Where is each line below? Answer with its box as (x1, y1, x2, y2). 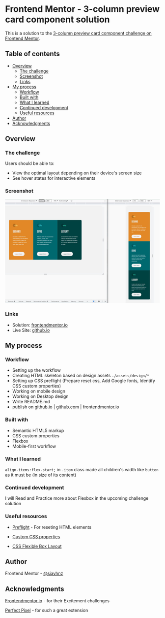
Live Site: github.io (12, 327, 50, 333)
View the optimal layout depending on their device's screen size (12, 170, 142, 176)
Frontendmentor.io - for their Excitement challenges (5, 598, 110, 604)
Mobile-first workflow (12, 443, 56, 449)
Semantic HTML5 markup (12, 427, 64, 433)
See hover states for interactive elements (12, 175, 96, 181)
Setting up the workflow (12, 367, 61, 373)
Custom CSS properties (12, 533, 60, 540)
